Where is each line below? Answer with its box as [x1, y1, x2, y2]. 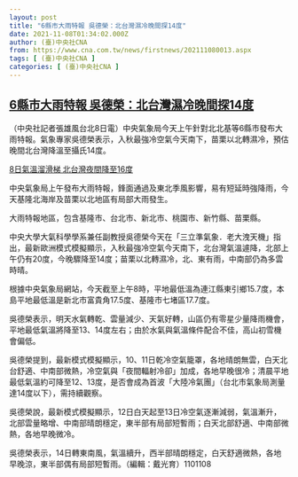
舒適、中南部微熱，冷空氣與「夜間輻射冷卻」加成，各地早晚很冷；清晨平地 [16, 365, 289, 376]
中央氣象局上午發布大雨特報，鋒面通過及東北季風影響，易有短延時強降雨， [9, 183, 281, 193]
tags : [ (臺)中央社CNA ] [9, 54, 96, 63]
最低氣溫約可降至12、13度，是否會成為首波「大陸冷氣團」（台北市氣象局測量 [9, 376, 286, 387]
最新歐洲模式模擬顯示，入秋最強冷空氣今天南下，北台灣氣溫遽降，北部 [24, 242, 281, 253]
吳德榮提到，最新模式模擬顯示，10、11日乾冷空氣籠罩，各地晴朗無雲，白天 [9, 354, 280, 364]
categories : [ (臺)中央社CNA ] [9, 63, 120, 72]
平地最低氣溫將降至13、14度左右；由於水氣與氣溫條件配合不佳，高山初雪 [9, 325, 275, 335]
